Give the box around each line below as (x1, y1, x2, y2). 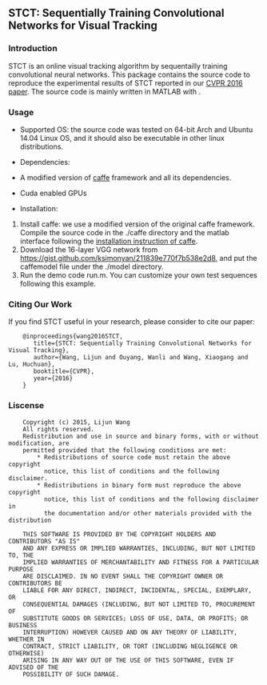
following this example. (19, 278, 96, 288)
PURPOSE (8, 565, 34, 573)
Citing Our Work (8, 298, 73, 310)
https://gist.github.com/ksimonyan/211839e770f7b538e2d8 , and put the (19, 253, 257, 262)
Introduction (8, 43, 58, 54)
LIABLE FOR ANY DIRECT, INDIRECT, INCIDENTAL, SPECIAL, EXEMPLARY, (22, 586, 252, 595)
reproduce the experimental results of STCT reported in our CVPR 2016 (8, 78, 243, 87)
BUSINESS (8, 621, 38, 629)
